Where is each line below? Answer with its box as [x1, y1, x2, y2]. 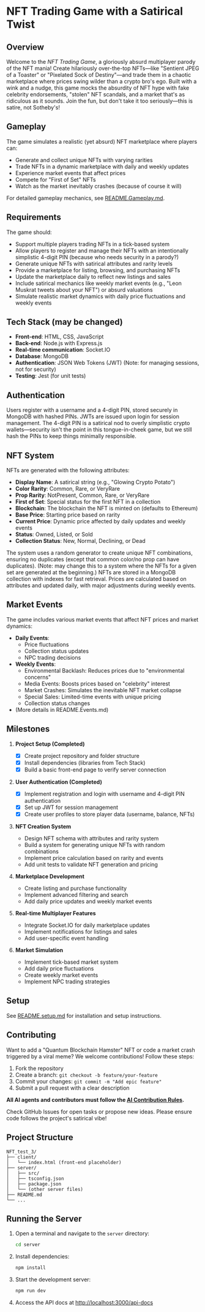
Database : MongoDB [15, 353, 69, 360]
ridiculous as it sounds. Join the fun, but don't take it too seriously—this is [6, 97, 193, 104]
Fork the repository [15, 1064, 64, 1072]
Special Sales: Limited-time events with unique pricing [24, 693, 162, 700]
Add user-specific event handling [24, 935, 109, 942]
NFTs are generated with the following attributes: [6, 467, 130, 474]
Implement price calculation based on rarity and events [24, 854, 164, 862]
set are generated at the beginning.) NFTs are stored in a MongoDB [6, 569, 176, 576]
